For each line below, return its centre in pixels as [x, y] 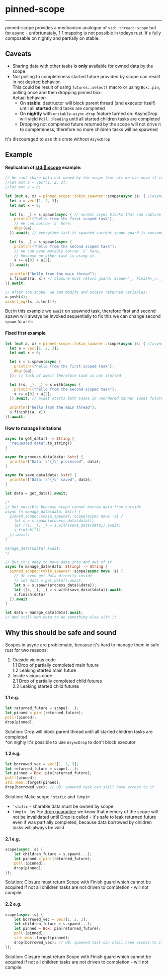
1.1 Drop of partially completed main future [56, 665]
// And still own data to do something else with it [61, 617]
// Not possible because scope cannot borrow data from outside [73, 507]
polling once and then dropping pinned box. [57, 92]
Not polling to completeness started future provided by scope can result [86, 76]
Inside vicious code [32, 675]
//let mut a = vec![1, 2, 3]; [37, 183]
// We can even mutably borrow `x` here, [57, 251]
